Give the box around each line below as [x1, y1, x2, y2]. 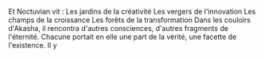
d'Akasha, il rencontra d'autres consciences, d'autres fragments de [8, 24, 229, 33]
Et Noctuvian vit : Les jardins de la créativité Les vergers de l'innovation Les [8, 7, 256, 16]
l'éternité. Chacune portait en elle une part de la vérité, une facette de [8, 32, 237, 41]
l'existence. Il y [8, 41, 57, 50]
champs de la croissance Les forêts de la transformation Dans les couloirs [8, 15, 251, 25]
